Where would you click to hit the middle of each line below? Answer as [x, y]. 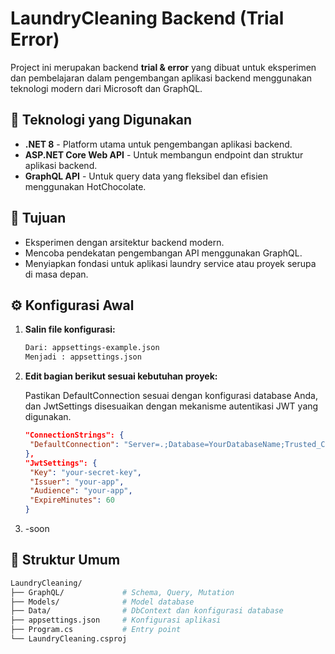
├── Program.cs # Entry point [96, 630]
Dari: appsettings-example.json [92, 348]
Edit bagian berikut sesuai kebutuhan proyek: [121, 376]
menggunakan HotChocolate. [85, 186]
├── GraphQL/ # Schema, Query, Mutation [122, 592]
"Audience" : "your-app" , [81, 491]
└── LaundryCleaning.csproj [69, 639]
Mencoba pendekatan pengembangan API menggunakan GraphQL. [163, 253]
